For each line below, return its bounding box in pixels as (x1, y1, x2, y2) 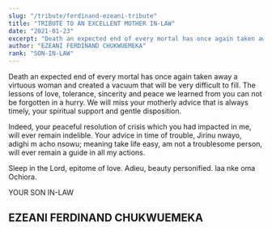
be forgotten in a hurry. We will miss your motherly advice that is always (8, 98, 249, 107)
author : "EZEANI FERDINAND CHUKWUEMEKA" (8, 42, 147, 50)
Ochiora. (8, 172, 37, 181)
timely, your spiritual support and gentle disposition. (8, 106, 182, 116)
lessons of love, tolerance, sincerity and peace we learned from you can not (8, 89, 262, 98)
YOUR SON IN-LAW (8, 188, 74, 197)
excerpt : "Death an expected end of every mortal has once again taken (8, 34, 255, 43)
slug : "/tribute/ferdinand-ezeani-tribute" (8, 11, 158, 20)
